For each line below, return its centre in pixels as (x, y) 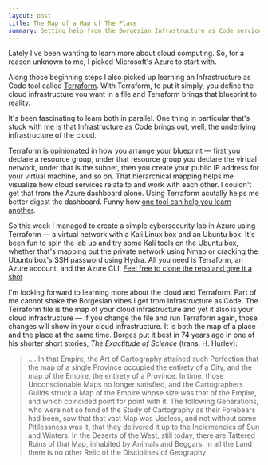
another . (22, 210)
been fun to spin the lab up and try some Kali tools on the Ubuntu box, (124, 243)
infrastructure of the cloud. (53, 135)
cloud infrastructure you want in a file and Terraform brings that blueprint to (133, 94)
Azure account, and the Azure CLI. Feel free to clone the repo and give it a (130, 268)
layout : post (30, 16)
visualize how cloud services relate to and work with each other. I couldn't (130, 185)
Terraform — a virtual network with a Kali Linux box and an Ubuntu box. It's (132, 235)
